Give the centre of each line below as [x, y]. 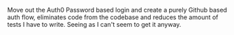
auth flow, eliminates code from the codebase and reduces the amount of [113, 17]
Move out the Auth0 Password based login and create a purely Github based [117, 10]
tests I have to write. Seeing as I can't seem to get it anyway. [94, 24]
